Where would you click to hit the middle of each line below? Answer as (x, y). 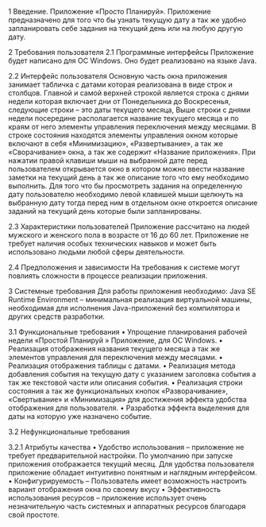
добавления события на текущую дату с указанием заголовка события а (132, 374)
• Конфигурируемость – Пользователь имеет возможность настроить (127, 481)
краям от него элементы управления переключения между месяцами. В (132, 127)
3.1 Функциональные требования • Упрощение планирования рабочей (128, 332)
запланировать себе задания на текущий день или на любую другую (126, 28)
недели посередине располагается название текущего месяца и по (124, 118)
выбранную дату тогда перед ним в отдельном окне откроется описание (133, 203)
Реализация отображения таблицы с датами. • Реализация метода (122, 366)
